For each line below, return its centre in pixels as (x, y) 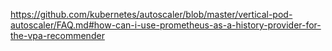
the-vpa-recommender (57, 35)
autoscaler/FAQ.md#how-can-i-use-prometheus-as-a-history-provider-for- (166, 25)
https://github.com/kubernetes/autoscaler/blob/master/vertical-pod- (151, 14)
